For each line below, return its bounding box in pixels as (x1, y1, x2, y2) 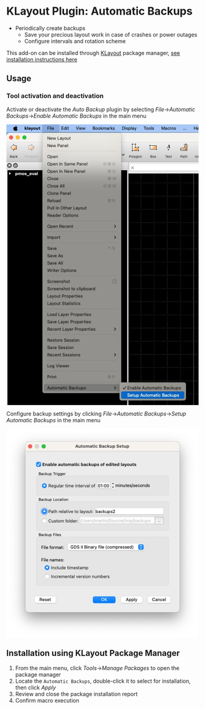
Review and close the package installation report (15, 690, 138, 697)
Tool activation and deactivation (6, 92, 104, 100)
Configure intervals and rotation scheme (24, 37, 126, 45)
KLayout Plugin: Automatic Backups (6, 4, 193, 18)
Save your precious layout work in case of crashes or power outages (24, 31, 198, 38)
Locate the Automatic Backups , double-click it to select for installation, (15, 677, 191, 685)
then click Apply (15, 683, 56, 691)
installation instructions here (6, 56, 77, 63)
